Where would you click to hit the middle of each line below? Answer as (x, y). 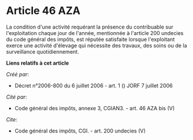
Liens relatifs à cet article (38, 63)
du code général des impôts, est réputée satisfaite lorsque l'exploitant (90, 39)
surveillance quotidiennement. (43, 51)
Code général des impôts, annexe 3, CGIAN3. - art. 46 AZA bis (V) (94, 108)
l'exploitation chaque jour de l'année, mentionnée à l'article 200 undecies (95, 33)
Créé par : (18, 74)
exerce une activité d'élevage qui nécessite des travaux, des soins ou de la (97, 45)
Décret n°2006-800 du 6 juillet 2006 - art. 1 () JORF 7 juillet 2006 (94, 85)
